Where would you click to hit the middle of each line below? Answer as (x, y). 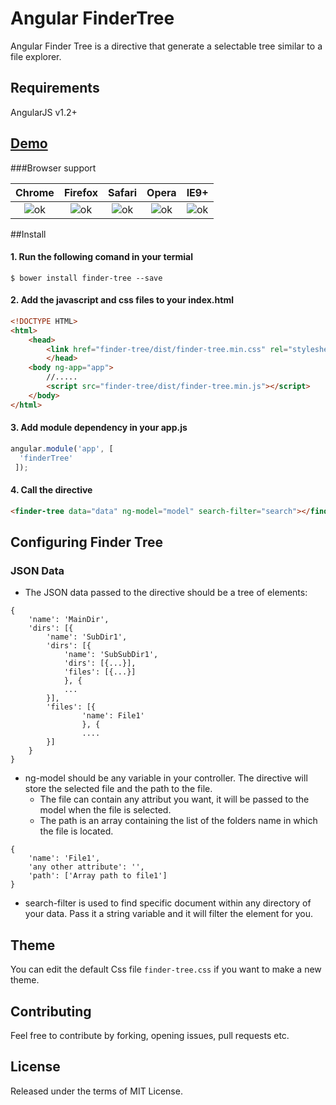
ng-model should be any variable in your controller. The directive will (166, 778)
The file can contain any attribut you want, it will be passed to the (174, 799)
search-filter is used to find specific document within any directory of (168, 903)
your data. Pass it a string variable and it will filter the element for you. (169, 914)
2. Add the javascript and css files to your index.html (122, 300)
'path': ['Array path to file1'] (98, 876)
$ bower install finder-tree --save (86, 278)
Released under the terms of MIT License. (96, 1091)
